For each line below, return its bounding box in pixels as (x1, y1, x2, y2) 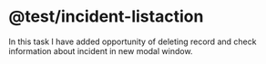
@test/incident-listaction (8, 6, 204, 27)
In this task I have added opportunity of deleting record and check (8, 36, 257, 47)
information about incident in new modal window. (8, 45, 193, 56)
